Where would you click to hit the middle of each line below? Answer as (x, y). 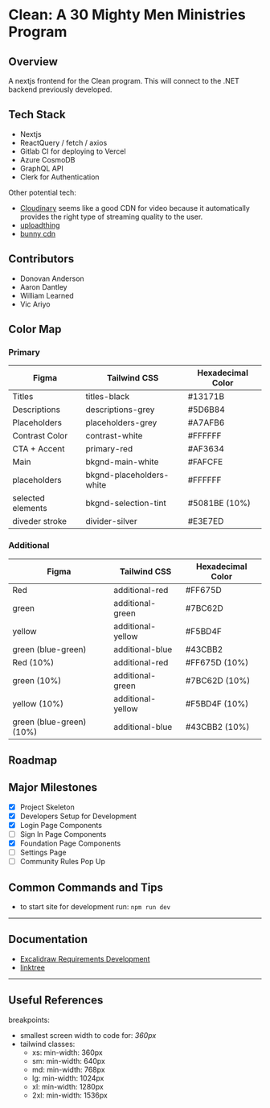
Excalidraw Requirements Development (85, 958)
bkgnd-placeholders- (127, 475)
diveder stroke (39, 521)
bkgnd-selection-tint (126, 503)
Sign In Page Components (63, 834)
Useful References (56, 1001)
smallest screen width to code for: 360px (88, 1035)
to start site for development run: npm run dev (95, 907)
